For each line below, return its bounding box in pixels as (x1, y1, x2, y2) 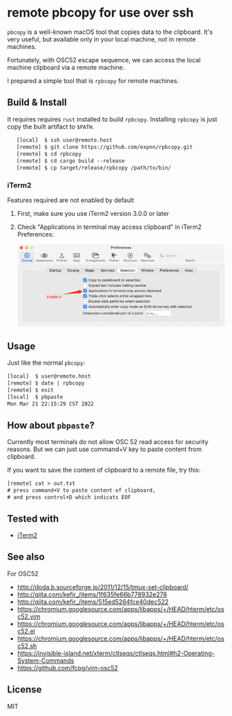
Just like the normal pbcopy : (7, 358, 85, 367)
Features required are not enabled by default (7, 196, 135, 205)
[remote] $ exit (7, 387, 54, 394)
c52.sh (17, 641, 37, 650)
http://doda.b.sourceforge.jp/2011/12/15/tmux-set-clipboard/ (17, 582, 188, 591)
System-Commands (17, 656, 75, 665)
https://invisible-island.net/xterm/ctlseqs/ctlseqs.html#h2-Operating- (17, 649, 215, 657)
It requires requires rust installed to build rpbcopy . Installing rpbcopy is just (7, 115, 217, 123)
